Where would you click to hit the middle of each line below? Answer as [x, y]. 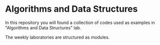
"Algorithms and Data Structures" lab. [43, 27]
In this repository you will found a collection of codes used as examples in [80, 22]
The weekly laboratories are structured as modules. [57, 37]
